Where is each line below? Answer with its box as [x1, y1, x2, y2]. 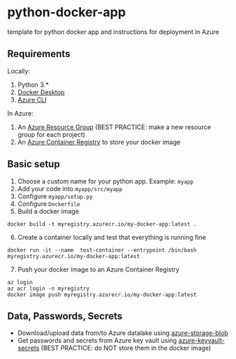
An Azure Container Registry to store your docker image [17, 138, 181, 146]
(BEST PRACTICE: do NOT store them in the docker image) [41, 343, 211, 353]
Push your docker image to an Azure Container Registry [17, 265, 180, 274]
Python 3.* [17, 80, 49, 89]
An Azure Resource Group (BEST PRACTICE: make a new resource [17, 123, 211, 131]
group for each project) [17, 130, 86, 138]
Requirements [7, 48, 70, 60]
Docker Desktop [17, 87, 65, 96]
